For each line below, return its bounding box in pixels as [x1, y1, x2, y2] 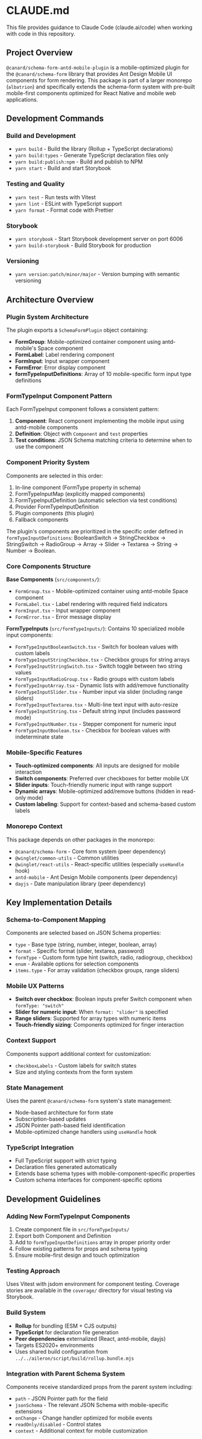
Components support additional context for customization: [6, 1050, 151, 1057]
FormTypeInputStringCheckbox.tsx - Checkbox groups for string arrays [14, 656, 190, 663]
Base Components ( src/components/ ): [6, 576, 101, 583]
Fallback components [14, 516, 69, 523]
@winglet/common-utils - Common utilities [14, 854, 119, 861]
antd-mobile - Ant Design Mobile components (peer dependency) [14, 873, 178, 881]
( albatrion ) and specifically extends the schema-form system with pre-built [6, 83, 195, 90]
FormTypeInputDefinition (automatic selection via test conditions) [14, 496, 178, 504]
